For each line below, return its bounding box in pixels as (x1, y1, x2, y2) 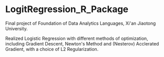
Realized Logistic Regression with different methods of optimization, (5, 35, 149, 41)
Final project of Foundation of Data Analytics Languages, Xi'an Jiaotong (5, 20, 156, 26)
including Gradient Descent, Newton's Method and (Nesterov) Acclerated (5, 40, 159, 46)
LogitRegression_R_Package (5, 4, 129, 15)
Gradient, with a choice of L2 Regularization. (5, 46, 99, 52)
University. (5, 25, 28, 31)
